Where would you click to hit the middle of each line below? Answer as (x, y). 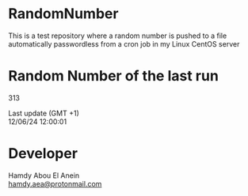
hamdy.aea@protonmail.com (55, 183)
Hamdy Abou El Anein (44, 175)
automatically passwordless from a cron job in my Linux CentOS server (124, 43)
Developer (43, 154)
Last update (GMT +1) (44, 113)
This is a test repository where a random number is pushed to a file (118, 36)
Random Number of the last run (114, 76)
